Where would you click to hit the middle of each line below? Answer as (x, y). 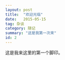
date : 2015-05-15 (26, 19)
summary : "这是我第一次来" (31, 33)
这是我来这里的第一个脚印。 (34, 52)
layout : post (19, 10)
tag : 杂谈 (15, 24)
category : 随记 (20, 28)
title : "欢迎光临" (24, 14)
